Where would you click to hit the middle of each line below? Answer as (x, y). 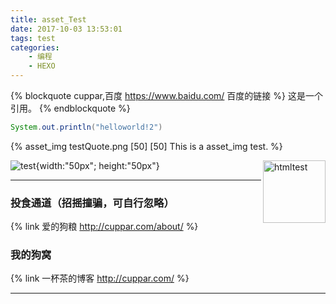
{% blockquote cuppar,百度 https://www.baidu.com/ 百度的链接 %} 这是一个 (166, 95)
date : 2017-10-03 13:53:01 (66, 29)
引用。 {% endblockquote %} (70, 108)
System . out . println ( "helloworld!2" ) (86, 127)
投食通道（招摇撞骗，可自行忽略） (92, 203)
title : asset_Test (48, 19)
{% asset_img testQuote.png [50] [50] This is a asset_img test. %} (146, 146)
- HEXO (42, 66)
